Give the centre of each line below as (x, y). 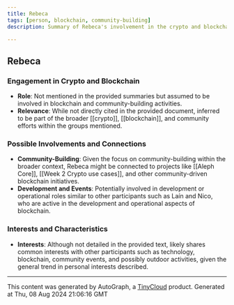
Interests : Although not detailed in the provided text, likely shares (111, 244)
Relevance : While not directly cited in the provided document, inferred (118, 111)
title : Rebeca (28, 14)
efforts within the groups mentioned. (70, 126)
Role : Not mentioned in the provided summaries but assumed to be (114, 96)
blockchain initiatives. (48, 181)
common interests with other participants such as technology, (106, 251)
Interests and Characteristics (57, 229)
